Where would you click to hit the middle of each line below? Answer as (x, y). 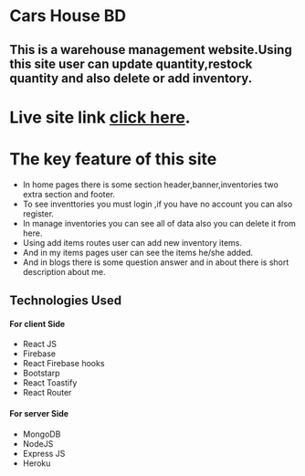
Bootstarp (42, 373)
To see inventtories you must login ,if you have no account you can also (158, 204)
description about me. (64, 271)
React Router (47, 393)
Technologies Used (65, 301)
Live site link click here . (100, 117)
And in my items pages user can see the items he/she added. (138, 252)
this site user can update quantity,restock (131, 63)
